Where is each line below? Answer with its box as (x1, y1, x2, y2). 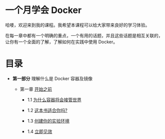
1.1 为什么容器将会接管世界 (27, 97, 81, 103)
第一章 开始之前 (19, 86, 52, 92)
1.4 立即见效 (27, 128, 52, 135)
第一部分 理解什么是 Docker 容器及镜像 (12, 75, 92, 81)
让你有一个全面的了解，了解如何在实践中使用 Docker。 (5, 38, 118, 45)
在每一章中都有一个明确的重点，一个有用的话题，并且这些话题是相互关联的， (5, 32, 163, 38)
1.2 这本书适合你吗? (27, 107, 67, 113)
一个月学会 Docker (5, 4, 82, 16)
